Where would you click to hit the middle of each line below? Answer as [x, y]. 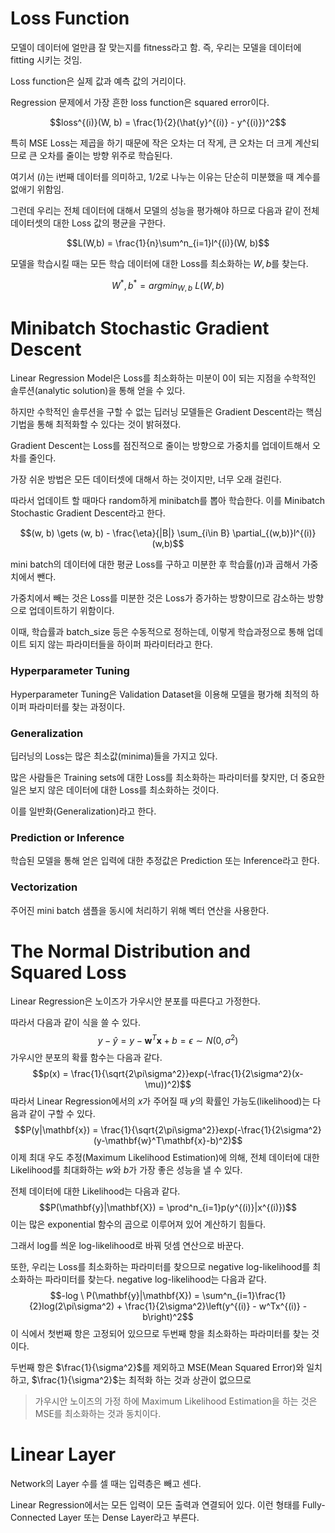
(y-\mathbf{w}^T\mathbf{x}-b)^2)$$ [168, 1141]
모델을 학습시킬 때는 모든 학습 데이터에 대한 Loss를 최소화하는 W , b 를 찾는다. [159, 263]
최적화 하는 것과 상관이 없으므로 [190, 1380]
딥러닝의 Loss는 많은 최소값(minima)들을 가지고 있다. [114, 756]
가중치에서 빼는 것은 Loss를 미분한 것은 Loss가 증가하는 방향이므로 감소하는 [158, 598]
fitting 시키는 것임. [46, 59]
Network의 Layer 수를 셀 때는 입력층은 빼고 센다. [106, 1484]
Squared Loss [68, 972]
